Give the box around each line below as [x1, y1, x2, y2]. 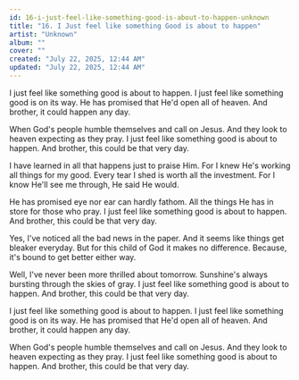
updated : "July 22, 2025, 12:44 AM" [9, 63, 145, 72]
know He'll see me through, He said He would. [9, 179, 180, 190]
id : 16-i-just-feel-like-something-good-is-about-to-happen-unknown [9, 13, 270, 22]
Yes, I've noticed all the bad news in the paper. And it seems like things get [9, 232, 285, 243]
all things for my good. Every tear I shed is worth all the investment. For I [9, 169, 276, 180]
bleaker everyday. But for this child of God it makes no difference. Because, [9, 242, 287, 253]
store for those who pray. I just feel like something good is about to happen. [9, 206, 287, 216]
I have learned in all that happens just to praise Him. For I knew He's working [9, 160, 291, 171]
